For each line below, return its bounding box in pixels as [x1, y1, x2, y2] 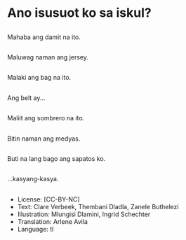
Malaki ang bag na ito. [7, 73, 72, 82]
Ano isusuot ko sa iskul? [7, 5, 152, 21]
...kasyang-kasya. [7, 175, 59, 183]
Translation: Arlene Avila [17, 217, 88, 225]
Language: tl [17, 225, 54, 233]
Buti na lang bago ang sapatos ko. [7, 154, 106, 162]
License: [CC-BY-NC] [17, 195, 80, 204]
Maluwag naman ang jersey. [7, 52, 89, 61]
